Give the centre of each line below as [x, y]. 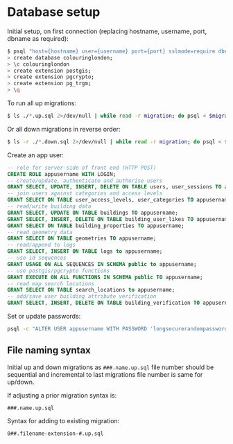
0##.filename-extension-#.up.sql [55, 434]
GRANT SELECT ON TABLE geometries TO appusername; [82, 239]
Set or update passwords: [44, 317]
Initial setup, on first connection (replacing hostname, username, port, [107, 31]
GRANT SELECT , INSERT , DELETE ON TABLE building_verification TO [103, 303]
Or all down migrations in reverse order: [64, 129]
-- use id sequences [37, 258]
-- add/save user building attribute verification [82, 296]
